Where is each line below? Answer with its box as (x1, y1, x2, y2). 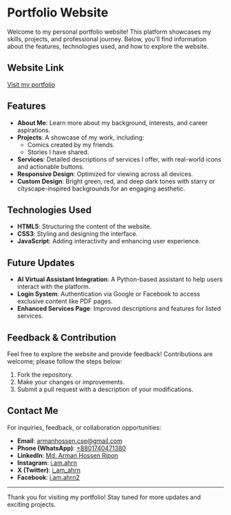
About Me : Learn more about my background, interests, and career (16, 118, 208, 127)
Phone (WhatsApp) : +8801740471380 (16, 443, 126, 452)
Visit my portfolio (7, 80, 56, 89)
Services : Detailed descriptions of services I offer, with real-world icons (16, 155, 221, 163)
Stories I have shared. (27, 148, 89, 156)
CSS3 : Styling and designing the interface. (16, 230, 138, 238)
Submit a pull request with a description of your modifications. (16, 385, 194, 393)
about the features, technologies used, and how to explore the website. (7, 42, 209, 50)
